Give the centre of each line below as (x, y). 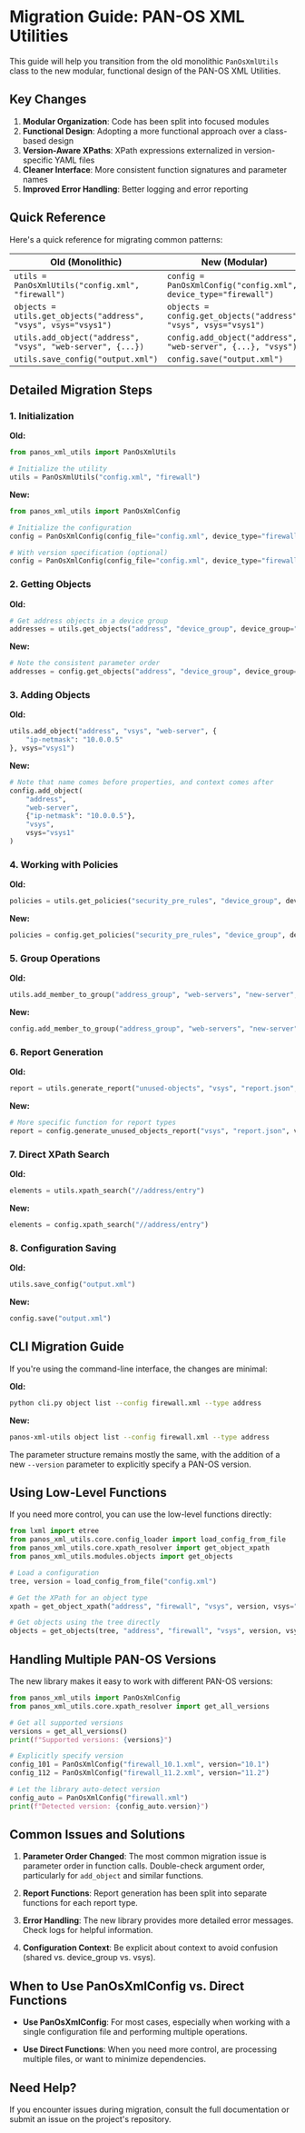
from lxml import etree (54, 1531)
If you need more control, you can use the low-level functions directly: (141, 1514)
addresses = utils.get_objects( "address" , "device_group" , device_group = (152, 629)
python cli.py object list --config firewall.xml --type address (135, 1403)
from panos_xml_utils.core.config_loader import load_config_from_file (148, 1540)
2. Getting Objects (50, 584)
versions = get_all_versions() (69, 1731)
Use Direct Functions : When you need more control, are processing (150, 2049)
